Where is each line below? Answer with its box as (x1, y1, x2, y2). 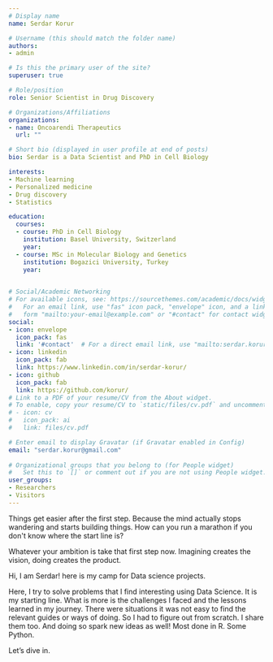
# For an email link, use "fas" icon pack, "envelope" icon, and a (8, 303, 249, 311)
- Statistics (8, 198, 53, 206)
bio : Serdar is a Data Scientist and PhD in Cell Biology (8, 154, 209, 162)
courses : (15, 220, 45, 228)
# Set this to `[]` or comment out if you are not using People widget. (8, 469, 267, 477)
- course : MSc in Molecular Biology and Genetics (15, 250, 187, 258)
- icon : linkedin (8, 348, 67, 357)
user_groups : (8, 476, 53, 484)
